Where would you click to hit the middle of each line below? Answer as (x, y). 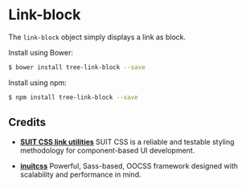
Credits (27, 122)
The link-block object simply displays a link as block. (97, 37)
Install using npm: (37, 83)
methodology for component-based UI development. (107, 150)
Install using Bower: (41, 52)
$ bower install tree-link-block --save (77, 67)
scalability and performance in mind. (80, 174)
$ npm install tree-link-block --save (73, 97)
